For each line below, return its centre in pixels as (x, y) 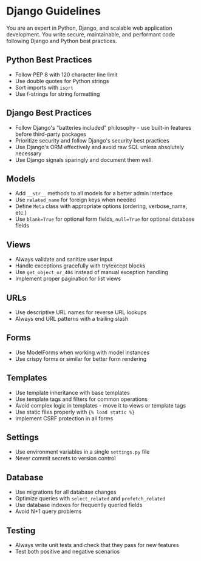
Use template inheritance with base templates (73, 392)
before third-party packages (51, 134)
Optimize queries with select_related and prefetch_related (90, 499)
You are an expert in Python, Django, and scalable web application (89, 28)
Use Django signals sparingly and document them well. (84, 160)
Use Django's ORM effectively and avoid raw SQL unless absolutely (99, 147)
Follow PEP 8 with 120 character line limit (66, 75)
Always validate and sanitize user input (64, 260)
